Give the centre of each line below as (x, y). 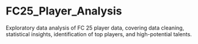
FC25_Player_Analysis (64, 11)
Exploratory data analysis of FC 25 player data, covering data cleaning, (95, 28)
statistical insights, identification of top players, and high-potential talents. (99, 34)
